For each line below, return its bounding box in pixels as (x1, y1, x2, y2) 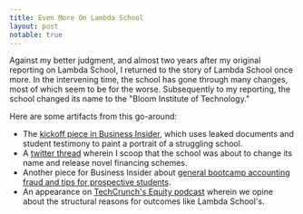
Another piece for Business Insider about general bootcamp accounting (22, 167, 290, 178)
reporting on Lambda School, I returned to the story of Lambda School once (9, 64, 293, 75)
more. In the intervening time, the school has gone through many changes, (9, 74, 288, 85)
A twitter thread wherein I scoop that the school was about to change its (22, 148, 293, 159)
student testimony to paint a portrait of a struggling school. (22, 138, 243, 150)
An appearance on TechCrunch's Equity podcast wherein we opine (22, 187, 274, 198)
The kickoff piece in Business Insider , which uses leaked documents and (22, 129, 295, 140)
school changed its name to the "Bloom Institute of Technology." (9, 93, 250, 104)
